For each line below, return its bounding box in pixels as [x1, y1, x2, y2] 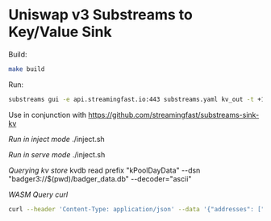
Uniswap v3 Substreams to [8, 6, 194, 24]
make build [8, 65, 45, 73]
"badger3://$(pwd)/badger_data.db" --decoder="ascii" [8, 173, 192, 183]
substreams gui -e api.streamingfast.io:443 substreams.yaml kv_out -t [8, 95, 254, 103]
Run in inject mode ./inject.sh [8, 134, 105, 144]
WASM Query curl [8, 190, 69, 199]
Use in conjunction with [8, 110, 87, 119]
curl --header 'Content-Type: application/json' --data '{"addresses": [8, 205, 254, 213]
